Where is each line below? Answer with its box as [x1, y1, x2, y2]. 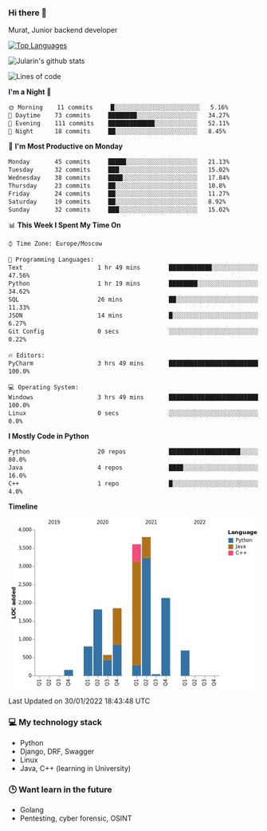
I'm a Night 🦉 [8, 87, 52, 97]
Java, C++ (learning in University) [19, 763, 132, 773]
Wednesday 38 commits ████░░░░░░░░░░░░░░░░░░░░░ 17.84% [8, 174, 230, 182]
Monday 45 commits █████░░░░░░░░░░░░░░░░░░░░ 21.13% [8, 158, 230, 166]
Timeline [8, 502, 38, 512]
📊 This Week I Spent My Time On [8, 220, 121, 230]
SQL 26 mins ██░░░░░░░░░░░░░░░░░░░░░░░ [8, 295, 259, 304]
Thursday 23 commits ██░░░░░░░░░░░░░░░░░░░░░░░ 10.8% [8, 182, 226, 190]
